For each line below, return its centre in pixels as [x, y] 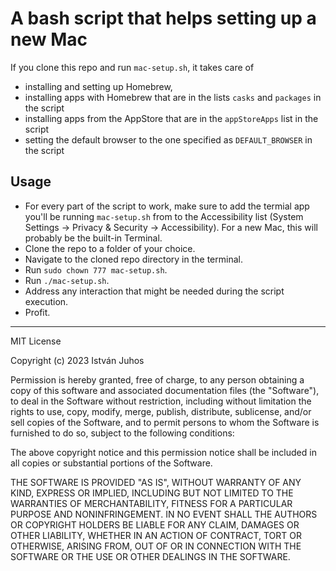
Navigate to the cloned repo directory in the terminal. [133, 259]
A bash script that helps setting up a [163, 18]
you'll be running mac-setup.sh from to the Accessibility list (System [164, 216]
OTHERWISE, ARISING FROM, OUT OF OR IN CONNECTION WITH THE [156, 546]
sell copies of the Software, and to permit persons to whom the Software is [165, 422]
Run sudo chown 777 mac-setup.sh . [96, 269]
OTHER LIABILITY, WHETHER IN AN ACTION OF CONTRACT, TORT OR [156, 535]
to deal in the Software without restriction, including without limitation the [161, 401]
